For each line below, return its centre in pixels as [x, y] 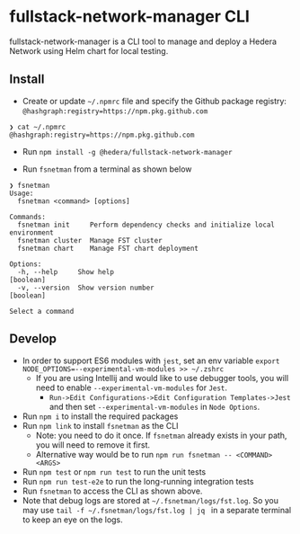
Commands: [28, 217]
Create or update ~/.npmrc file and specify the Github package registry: [154, 101]
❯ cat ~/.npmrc [38, 127]
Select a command [42, 311]
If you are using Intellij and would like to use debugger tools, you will [162, 378]
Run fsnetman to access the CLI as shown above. [112, 491]
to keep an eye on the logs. [72, 520]
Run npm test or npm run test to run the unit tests [114, 472]
